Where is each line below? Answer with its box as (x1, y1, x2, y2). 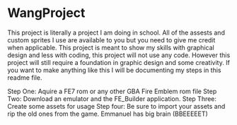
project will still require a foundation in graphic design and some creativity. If (7, 58, 230, 66)
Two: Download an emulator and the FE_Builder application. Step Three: (7, 94, 217, 103)
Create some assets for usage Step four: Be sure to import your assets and (7, 102, 226, 110)
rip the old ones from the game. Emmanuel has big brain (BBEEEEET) (7, 109, 209, 118)
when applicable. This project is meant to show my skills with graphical (7, 43, 214, 52)
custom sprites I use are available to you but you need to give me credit (7, 35, 216, 44)
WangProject (7, 5, 86, 21)
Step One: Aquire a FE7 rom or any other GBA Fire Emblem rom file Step (7, 87, 217, 95)
